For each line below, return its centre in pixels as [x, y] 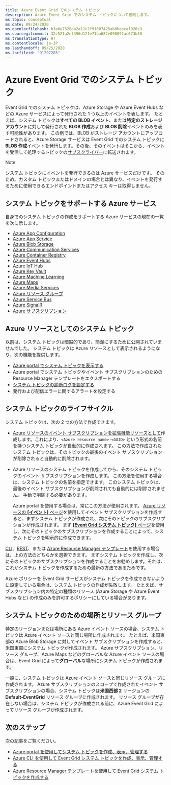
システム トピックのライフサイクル [59, 409]
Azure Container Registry [39, 255]
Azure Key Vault [30, 271]
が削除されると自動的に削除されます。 [53, 458]
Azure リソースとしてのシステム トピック [70, 328]
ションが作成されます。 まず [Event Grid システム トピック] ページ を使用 [88, 525]
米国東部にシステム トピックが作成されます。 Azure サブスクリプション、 [82, 648]
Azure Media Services [36, 288]
